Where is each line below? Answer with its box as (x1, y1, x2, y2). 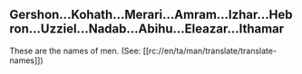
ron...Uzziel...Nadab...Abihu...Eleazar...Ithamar (9, 22, 285, 37)
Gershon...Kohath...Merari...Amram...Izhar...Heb (9, 7, 293, 23)
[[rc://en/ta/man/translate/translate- (142, 45, 278, 56)
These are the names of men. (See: (9, 45, 141, 56)
